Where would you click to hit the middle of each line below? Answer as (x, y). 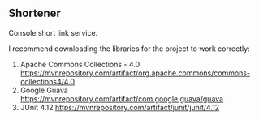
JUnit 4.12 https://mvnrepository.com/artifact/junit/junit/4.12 (120, 107)
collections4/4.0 (47, 81)
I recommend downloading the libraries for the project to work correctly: (129, 49)
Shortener (35, 13)
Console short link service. (53, 32)
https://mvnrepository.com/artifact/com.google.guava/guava (122, 99)
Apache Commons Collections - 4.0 (80, 64)
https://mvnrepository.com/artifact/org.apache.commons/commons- (135, 73)
